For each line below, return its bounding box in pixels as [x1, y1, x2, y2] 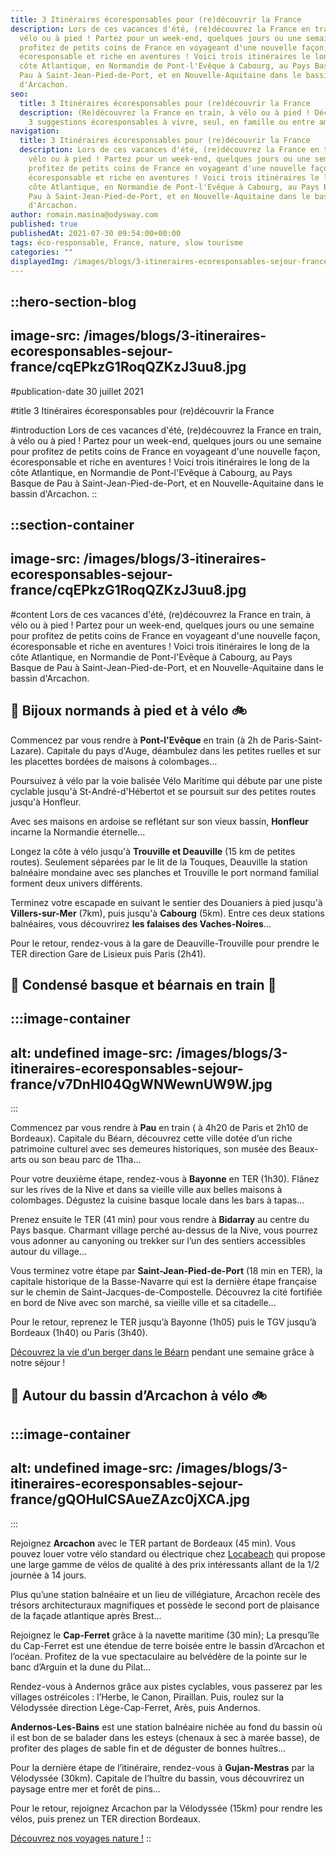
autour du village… [10, 1246, 88, 1258]
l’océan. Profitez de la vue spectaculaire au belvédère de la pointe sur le [10, 1650, 308, 1662]
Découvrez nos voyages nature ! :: [10, 1832, 152, 1844]
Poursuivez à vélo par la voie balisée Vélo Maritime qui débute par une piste [10, 774, 323, 786]
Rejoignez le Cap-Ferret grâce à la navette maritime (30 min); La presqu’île [10, 1629, 320, 1641]
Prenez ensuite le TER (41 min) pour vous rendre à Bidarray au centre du [10, 1214, 310, 1226]
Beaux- [288, 1143, 319, 1155]
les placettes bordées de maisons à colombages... [10, 755, 218, 767]
